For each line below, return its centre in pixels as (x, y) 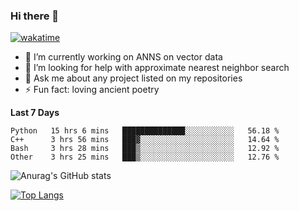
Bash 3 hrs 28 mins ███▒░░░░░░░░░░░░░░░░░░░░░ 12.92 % (145, 149)
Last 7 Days (35, 113)
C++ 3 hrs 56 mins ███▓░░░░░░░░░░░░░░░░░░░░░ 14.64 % (145, 140)
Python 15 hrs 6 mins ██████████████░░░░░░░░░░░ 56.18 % (145, 131)
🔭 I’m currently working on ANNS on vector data (123, 57)
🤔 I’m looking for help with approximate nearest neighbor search (157, 68)
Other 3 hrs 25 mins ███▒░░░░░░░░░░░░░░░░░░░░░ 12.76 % (145, 157)
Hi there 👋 (35, 16)
